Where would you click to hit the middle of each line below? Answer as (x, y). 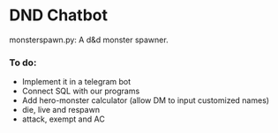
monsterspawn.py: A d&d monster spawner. (89, 40)
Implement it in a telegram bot (76, 82)
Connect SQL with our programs (81, 91)
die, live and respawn (60, 110)
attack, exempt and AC (64, 119)
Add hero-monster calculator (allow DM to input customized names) (146, 100)
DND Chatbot (59, 15)
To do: (23, 63)
